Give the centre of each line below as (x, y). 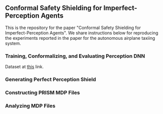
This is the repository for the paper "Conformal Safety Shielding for (73, 28)
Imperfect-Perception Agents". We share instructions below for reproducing (82, 33)
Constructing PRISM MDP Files (42, 92)
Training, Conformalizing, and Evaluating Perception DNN (75, 56)
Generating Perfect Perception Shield (51, 80)
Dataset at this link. (25, 67)
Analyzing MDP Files (30, 106)
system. (13, 43)
